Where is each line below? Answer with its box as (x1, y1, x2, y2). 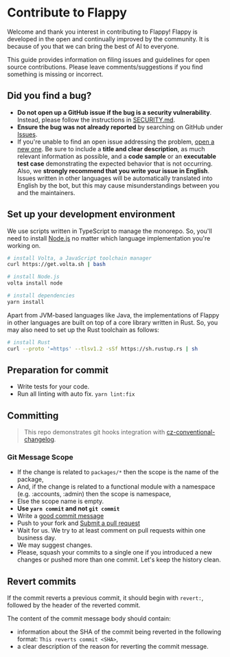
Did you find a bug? (7, 90, 92, 102)
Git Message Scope (7, 452, 73, 462)
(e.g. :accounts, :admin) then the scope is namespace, (16, 490, 172, 498)
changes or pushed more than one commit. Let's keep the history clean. (16, 555, 221, 564)
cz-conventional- (166, 428, 216, 436)
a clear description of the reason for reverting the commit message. (16, 643, 209, 651)
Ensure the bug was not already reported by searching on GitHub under (16, 122, 223, 131)
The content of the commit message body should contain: (7, 614, 172, 623)
